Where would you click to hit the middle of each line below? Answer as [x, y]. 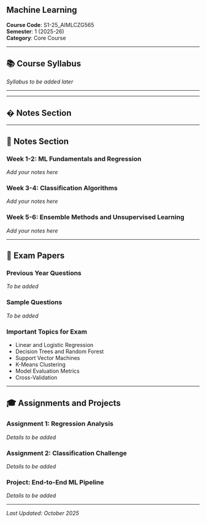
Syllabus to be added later [40, 82]
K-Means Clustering [40, 365]
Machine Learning [42, 10]
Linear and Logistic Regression [54, 345]
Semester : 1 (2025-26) [35, 31]
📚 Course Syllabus [44, 64]
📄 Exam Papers [36, 256]
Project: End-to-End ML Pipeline [55, 482]
